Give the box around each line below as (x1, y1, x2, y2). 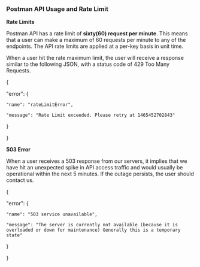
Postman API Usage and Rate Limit (6, 5, 109, 13)
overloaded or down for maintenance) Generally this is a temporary (6, 227, 181, 233)
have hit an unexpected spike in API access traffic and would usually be (6, 164, 183, 171)
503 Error (6, 146, 31, 153)
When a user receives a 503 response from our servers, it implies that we (6, 157, 187, 165)
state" (6, 232, 23, 238)
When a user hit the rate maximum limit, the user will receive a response (6, 54, 184, 62)
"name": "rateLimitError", (6, 102, 74, 108)
